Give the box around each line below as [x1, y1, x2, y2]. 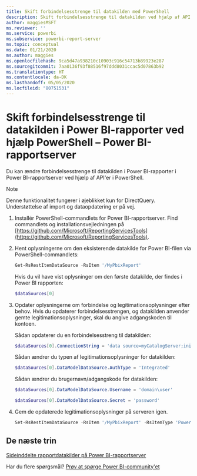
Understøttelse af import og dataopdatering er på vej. [6, 203, 136, 210]
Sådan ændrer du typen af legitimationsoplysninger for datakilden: [14, 353, 176, 361]
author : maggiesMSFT [6, 19, 57, 25]
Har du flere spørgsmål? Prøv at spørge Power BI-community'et [6, 463, 160, 470]
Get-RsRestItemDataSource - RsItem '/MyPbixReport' [14, 262, 142, 268]
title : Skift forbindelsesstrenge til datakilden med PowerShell [6, 8, 169, 15]
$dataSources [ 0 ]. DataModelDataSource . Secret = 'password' [14, 398, 160, 404]
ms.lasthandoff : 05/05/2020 [6, 80, 75, 86]
